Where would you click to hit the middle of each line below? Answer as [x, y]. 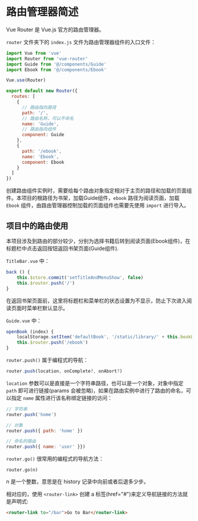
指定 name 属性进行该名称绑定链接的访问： [62, 398]
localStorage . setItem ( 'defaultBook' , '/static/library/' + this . [99, 337]
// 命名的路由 [21, 441]
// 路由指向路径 [39, 107]
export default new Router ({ [42, 91]
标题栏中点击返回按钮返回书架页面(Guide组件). [62, 248]
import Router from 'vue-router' [47, 59]
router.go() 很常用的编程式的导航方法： [55, 459]
